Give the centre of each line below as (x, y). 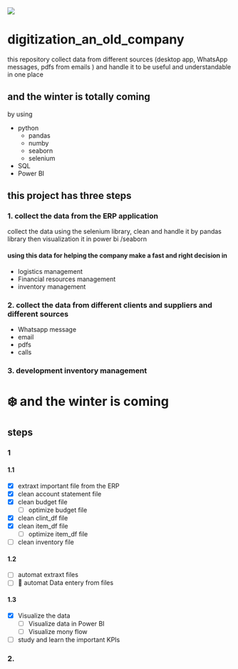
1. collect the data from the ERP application (83, 216)
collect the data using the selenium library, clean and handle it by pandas (115, 232)
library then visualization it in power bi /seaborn (77, 239)
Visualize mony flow (58, 631)
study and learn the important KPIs (69, 639)
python (28, 128)
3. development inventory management (77, 370)
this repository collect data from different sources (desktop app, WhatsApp (118, 59)
